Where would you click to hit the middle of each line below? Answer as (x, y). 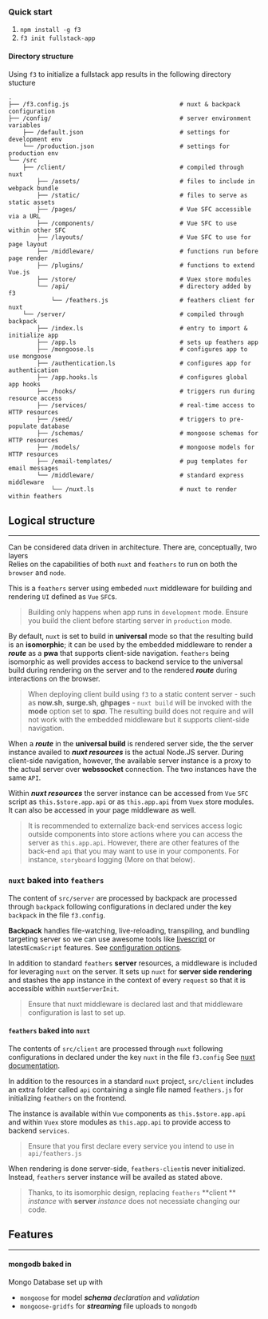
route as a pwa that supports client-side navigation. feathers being (119, 654)
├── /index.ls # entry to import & (142, 328)
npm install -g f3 (50, 30)
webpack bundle (33, 188)
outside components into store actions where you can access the (135, 834)
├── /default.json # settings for (126, 132)
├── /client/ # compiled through (134, 167)
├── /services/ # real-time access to (146, 405)
